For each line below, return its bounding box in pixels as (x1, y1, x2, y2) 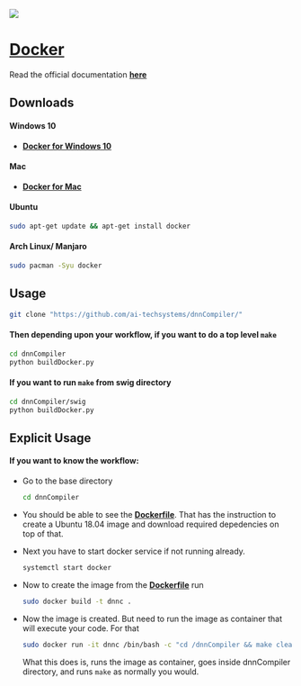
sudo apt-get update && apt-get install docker (9, 221, 191, 230)
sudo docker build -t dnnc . (22, 597, 132, 606)
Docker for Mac (22, 181, 83, 192)
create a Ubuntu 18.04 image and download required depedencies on (22, 519, 279, 529)
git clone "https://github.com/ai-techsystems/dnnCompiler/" (9, 310, 243, 319)
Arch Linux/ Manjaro (9, 241, 87, 252)
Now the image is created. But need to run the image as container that (22, 613, 283, 624)
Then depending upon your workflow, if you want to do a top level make (9, 329, 277, 340)
